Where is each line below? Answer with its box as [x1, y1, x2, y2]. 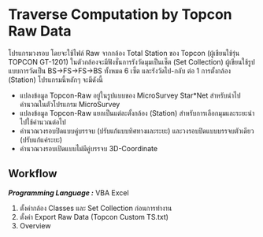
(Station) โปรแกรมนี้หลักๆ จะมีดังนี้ [8, 75, 104, 84]
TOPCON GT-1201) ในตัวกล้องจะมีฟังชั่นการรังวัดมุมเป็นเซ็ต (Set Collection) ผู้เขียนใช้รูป [8, 57, 255, 66]
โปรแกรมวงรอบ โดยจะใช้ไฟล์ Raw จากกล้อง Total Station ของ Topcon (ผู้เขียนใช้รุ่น [8, 48, 240, 57]
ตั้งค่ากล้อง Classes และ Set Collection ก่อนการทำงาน [19, 203, 172, 213]
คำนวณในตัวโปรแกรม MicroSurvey [19, 99, 120, 109]
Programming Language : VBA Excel [8, 187, 129, 198]
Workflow [8, 167, 57, 180]
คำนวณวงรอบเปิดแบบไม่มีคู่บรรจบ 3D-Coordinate [19, 143, 158, 153]
